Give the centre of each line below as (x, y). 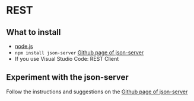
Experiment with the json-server (67, 77)
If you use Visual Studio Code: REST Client (67, 59)
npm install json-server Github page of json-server (79, 53)
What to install (34, 32)
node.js (24, 46)
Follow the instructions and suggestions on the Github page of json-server (97, 92)
